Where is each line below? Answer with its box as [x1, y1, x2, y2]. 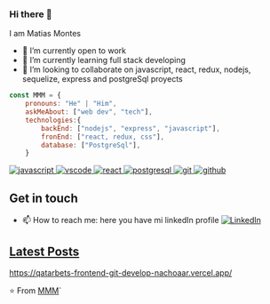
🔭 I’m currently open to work [21, 45, 127, 56]
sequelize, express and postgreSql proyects [21, 74, 184, 84]
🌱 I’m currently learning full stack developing [21, 55, 187, 66]
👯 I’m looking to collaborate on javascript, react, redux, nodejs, [21, 64, 251, 75]
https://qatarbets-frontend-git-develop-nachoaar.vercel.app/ [9, 267, 233, 278]
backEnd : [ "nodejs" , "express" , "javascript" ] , [41, 124, 220, 132]
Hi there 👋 [9, 8, 53, 20]
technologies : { [25, 116, 82, 124]
